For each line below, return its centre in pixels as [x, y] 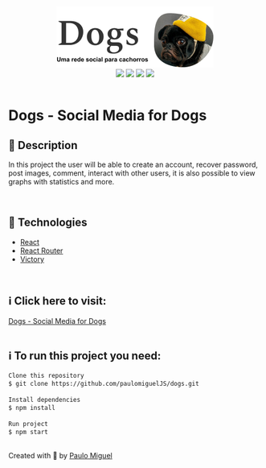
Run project [28, 425]
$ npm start [28, 433]
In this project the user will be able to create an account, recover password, [133, 164]
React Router [41, 251]
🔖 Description [43, 145]
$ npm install [32, 408]
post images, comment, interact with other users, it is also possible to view [132, 173]
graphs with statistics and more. [61, 182]
